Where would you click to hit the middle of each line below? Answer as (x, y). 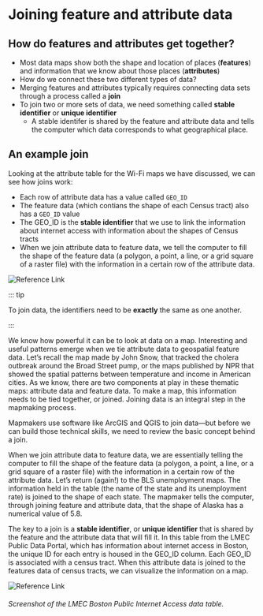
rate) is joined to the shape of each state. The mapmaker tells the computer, (131, 497)
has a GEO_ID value (50, 214)
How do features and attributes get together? (121, 44)
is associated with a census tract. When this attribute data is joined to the (127, 562)
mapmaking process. (42, 407)
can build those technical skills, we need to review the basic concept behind (132, 431)
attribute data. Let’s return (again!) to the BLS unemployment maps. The (125, 480)
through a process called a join (70, 96)
